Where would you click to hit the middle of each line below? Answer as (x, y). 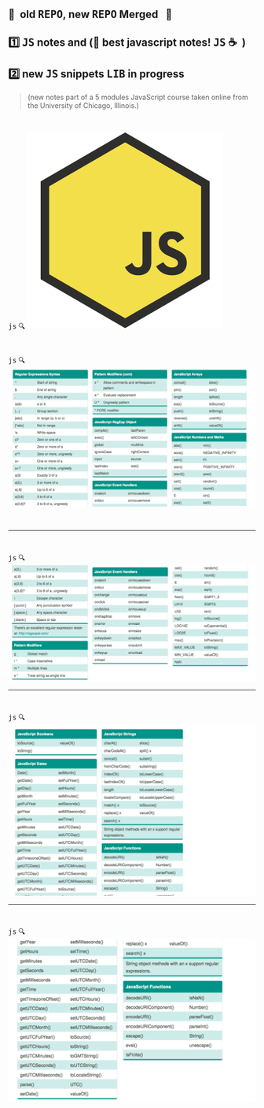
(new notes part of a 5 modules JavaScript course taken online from (138, 97)
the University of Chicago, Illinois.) (83, 105)
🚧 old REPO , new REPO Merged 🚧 (90, 15)
